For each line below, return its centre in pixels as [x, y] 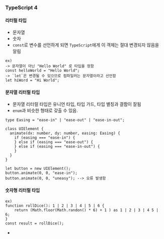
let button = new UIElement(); [38, 169]
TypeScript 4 [21, 8]
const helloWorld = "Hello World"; [43, 71]
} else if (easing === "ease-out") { [54, 142]
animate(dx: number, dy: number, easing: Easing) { [65, 133]
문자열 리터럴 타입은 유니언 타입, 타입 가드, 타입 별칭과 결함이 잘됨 [77, 104]
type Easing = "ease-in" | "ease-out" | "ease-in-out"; [65, 120]
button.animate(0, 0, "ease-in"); [42, 173]
